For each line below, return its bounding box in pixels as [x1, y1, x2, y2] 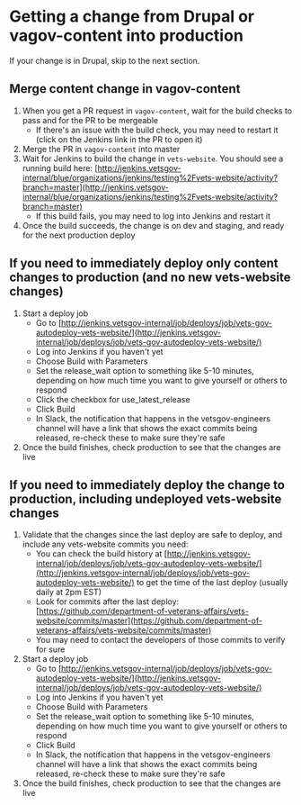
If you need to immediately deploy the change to [9, 477, 286, 493]
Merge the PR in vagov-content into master [22, 143, 181, 154]
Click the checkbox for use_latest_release [35, 393, 190, 404]
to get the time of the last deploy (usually [136, 577, 288, 588]
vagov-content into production [9, 25, 244, 46]
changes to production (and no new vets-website [9, 270, 291, 285]
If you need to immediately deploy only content [9, 256, 279, 271]
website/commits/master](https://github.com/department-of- [35, 615, 263, 627]
